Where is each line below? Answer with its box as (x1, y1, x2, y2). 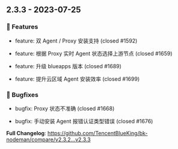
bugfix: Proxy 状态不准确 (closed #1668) (14, 105, 115, 112)
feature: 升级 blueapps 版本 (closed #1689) (14, 62, 122, 69)
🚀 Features (6, 23, 38, 31)
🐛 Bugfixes (6, 90, 39, 99)
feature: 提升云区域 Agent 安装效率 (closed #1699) (14, 75, 140, 83)
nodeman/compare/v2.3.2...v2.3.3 (6, 136, 91, 143)
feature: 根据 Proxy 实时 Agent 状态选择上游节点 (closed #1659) (14, 50, 173, 57)
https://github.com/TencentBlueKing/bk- (47, 129, 148, 136)
